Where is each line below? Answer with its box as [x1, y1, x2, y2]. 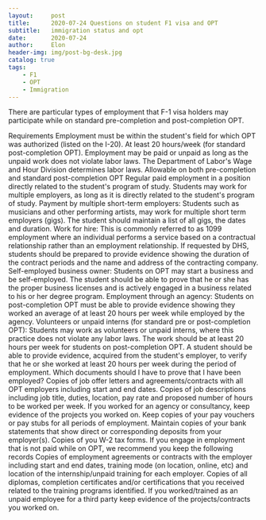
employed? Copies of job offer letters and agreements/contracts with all [8, 376, 244, 386]
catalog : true [8, 56, 56, 64]
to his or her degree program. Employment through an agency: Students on [8, 292, 254, 301]
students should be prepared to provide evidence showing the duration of [8, 250, 250, 259]
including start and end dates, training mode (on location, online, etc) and [8, 460, 249, 470]
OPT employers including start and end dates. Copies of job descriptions [8, 385, 246, 394]
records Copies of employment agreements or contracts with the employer [8, 452, 253, 462]
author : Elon [8, 41, 66, 49]
